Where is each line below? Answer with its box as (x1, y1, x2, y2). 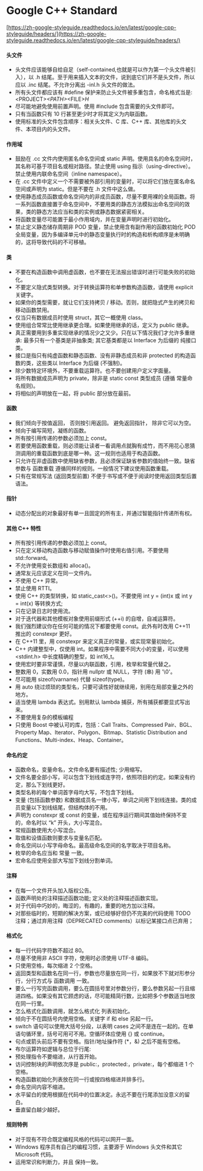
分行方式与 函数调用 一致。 (25, 977, 92, 984)
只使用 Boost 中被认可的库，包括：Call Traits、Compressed (14, 721, 164, 729)
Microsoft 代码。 (14, 1150, 57, 1158)
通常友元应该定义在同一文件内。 (14, 570, 95, 577)
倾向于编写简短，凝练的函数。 (14, 427, 89, 434)
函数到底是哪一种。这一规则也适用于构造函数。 (47, 450, 164, 457)
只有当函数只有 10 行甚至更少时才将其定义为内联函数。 (14, 110, 151, 118)
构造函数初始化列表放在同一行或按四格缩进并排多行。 (14, 1075, 148, 1083)
